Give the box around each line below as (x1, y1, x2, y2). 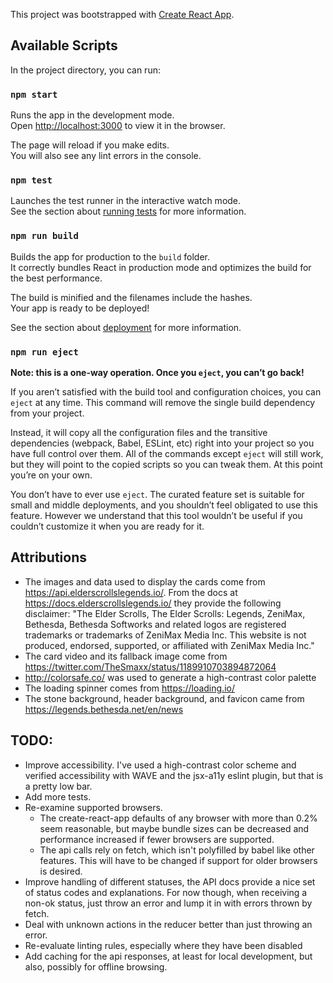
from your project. (10, 407, 85, 419)
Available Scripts (10, 37, 118, 54)
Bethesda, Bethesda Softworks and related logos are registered (24, 618, 287, 630)
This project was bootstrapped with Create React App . (10, 9, 235, 20)
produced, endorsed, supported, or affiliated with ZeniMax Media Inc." (24, 639, 315, 651)
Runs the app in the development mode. (10, 109, 175, 121)
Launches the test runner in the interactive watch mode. (10, 195, 242, 207)
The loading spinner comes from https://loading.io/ (24, 682, 235, 694)
